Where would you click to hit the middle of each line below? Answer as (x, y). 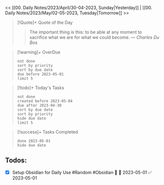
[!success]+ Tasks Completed (48, 132)
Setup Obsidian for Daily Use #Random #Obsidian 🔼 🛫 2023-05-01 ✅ (82, 172)
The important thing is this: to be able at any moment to (85, 32)
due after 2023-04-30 (39, 105)
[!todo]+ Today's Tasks (41, 88)
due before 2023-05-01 (40, 74)
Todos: (16, 161)
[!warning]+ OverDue (39, 52)
